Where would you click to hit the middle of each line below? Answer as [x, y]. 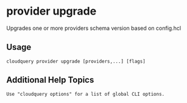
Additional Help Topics [50, 80]
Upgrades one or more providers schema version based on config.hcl [94, 28]
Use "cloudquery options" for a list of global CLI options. [86, 94]
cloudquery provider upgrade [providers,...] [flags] [76, 61]
